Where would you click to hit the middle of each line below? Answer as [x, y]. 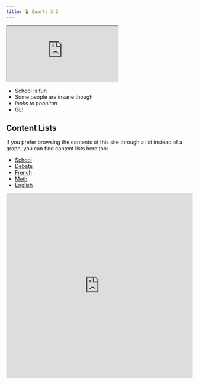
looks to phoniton [36, 103]
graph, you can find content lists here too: [57, 149]
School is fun [31, 91]
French [23, 173]
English [24, 185]
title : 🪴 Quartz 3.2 [32, 12]
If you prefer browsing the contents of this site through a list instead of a [94, 142]
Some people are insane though [54, 97]
